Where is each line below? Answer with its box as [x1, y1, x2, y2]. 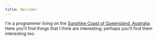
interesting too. [5, 30, 35, 36]
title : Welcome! [5, 7, 38, 12]
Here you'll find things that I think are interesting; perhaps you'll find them [5, 25, 153, 31]
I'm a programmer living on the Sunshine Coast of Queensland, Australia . [5, 20, 151, 26]
